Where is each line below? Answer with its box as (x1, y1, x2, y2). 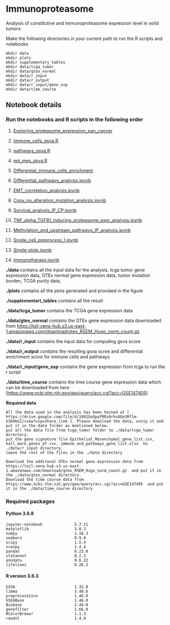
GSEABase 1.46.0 (6, 598, 88, 603)
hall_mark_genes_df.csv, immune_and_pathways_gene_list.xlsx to (6, 441, 148, 446)
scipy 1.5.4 (6, 539, 86, 545)
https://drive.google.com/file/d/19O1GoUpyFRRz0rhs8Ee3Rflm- (6, 414, 139, 419)
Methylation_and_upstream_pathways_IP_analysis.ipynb (13, 227, 131, 233)
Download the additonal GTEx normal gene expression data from (6, 459, 143, 464)
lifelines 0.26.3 (6, 562, 88, 567)
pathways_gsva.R (13, 147, 51, 154)
